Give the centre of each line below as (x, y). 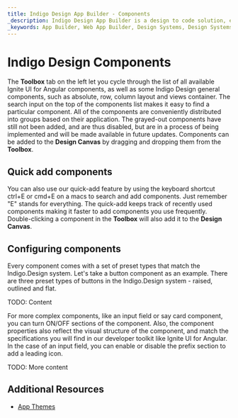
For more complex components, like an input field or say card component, (115, 315)
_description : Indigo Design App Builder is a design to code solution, (117, 21)
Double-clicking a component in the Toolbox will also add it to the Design (115, 219)
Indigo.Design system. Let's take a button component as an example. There (118, 273)
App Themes (36, 406)
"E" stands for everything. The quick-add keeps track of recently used (110, 204)
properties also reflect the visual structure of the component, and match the (118, 331)
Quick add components (60, 172)
